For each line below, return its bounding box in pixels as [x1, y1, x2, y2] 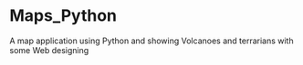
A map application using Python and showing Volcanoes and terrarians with [9, 35, 294, 46]
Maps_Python [9, 5, 117, 26]
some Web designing [9, 44, 89, 55]
